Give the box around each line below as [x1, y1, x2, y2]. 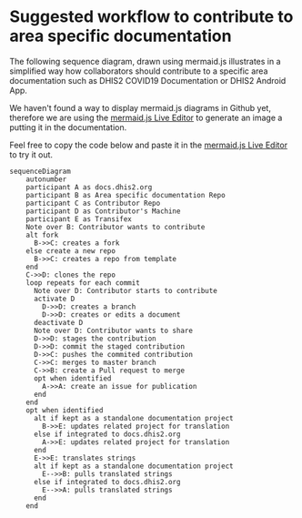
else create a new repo [25, 246, 116, 256]
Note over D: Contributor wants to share [33, 326, 194, 335]
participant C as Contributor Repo [25, 198, 161, 208]
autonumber [25, 175, 67, 184]
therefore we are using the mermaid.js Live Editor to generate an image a [9, 112, 283, 123]
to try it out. [9, 148, 53, 160]
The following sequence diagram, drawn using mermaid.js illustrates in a [9, 56, 281, 66]
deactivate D [33, 318, 84, 327]
